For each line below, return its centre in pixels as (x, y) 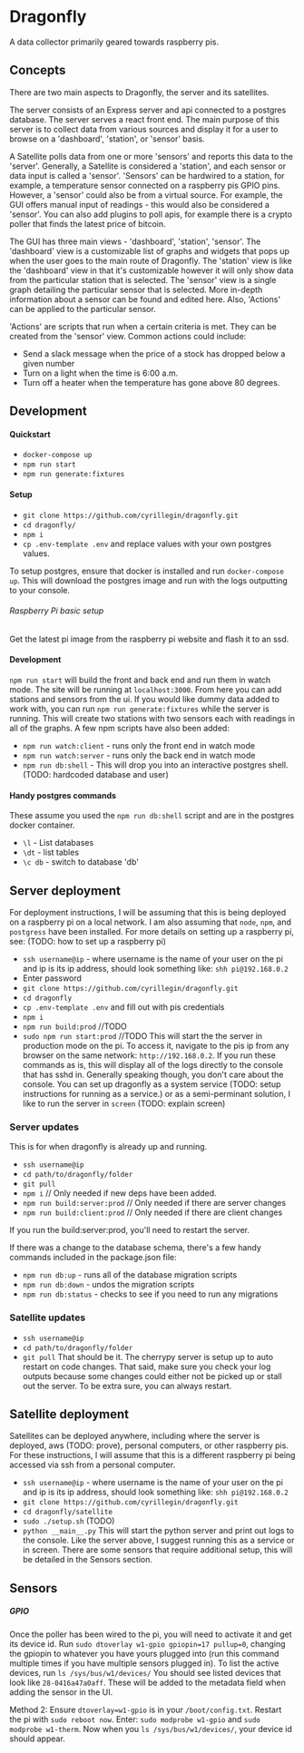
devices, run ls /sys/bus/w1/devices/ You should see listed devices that (145, 1672)
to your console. (40, 590)
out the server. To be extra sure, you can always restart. (127, 1386)
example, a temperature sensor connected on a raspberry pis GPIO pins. (145, 185)
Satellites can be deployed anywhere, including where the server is (135, 1436)
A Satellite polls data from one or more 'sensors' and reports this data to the (151, 156)
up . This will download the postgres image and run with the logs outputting (148, 580)
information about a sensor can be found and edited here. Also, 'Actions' (145, 299)
